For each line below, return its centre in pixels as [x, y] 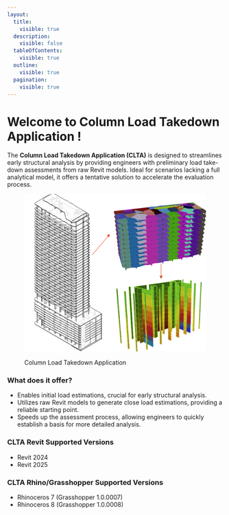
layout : [18, 14]
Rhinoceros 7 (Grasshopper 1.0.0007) [70, 497]
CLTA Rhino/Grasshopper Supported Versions [85, 482]
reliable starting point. [48, 410]
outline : [26, 65]
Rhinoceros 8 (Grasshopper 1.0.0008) [70, 504]
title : [23, 22]
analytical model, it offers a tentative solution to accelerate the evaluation [110, 177]
